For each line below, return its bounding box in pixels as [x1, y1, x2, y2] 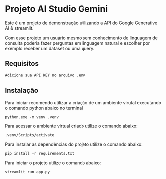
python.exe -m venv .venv [5, 114, 59, 119]
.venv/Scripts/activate [5, 132, 55, 137]
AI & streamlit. [5, 25, 34, 31]
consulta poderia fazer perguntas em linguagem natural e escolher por [5, 40, 150, 46]
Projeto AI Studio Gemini [5, 3, 108, 15]
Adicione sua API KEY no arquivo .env [5, 73, 85, 78]
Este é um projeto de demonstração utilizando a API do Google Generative [5, 20, 158, 26]
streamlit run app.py [5, 169, 50, 174]
